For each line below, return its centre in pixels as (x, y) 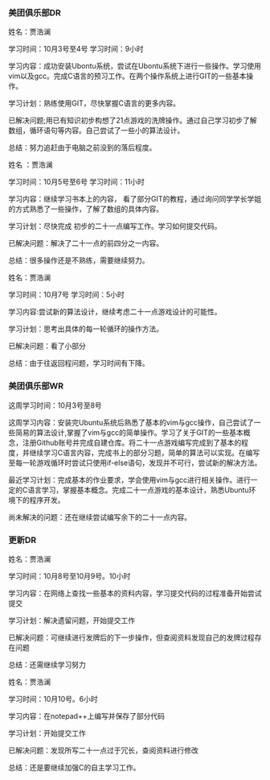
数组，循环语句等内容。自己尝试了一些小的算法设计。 (96, 131)
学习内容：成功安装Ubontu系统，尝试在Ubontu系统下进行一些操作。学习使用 (135, 66)
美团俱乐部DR (35, 12)
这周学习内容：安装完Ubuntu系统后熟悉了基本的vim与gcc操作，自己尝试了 (131, 422)
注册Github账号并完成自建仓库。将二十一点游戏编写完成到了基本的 (132, 442)
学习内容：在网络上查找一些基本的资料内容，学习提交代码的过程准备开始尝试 (135, 593)
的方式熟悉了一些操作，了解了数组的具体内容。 (86, 209)
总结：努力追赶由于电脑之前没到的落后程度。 (82, 147)
